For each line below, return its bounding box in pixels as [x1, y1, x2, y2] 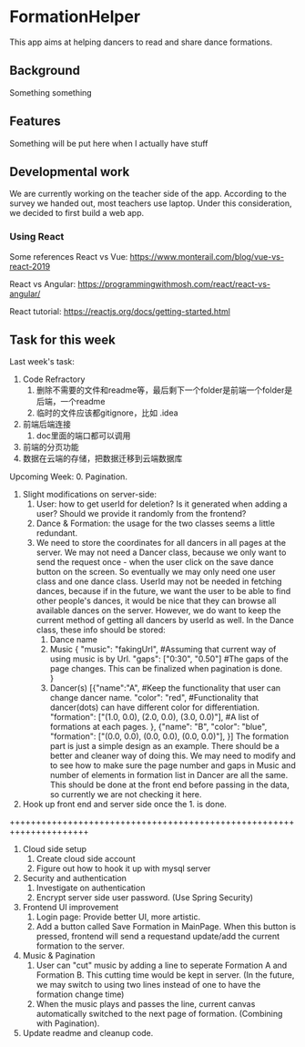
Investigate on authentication [36, 882, 146, 894]
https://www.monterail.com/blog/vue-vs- [129, 251, 285, 262]
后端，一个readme [36, 396, 106, 407]
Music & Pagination [22, 950, 96, 961]
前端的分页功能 [22, 442, 79, 453]
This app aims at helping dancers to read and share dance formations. [9, 36, 273, 47]
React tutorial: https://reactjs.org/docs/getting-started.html [9, 305, 230, 316]
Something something [9, 87, 93, 98]
